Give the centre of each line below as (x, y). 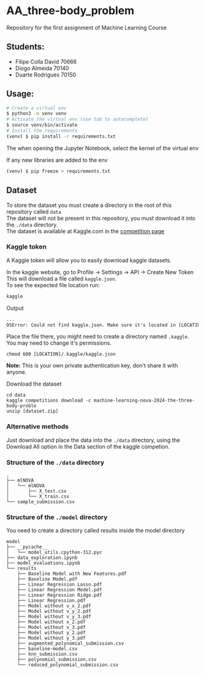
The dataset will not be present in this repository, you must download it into (101, 218)
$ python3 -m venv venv (37, 114)
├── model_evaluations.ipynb (43, 563)
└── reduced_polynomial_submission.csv (68, 665)
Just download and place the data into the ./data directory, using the (93, 440)
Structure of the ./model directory (57, 517)
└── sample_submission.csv (41, 502)
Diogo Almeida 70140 (42, 68)
